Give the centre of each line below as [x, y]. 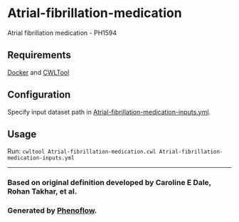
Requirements [39, 55]
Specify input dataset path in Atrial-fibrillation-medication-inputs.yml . [109, 112]
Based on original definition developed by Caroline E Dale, [110, 183]
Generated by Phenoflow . [52, 211]
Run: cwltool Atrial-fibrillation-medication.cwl [82, 152]
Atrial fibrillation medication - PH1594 [62, 33]
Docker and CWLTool [38, 72]
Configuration [39, 95]
